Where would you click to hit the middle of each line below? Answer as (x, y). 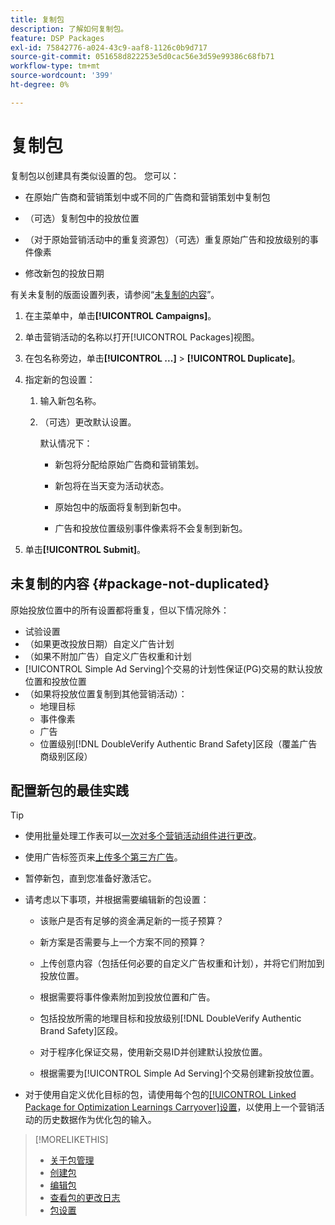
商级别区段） (66, 756)
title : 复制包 (37, 19)
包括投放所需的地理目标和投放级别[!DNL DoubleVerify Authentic (170, 1018)
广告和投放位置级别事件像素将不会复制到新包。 (151, 528)
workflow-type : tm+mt (55, 66)
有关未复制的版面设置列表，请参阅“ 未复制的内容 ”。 (115, 294)
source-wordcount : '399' (62, 76)
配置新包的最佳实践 (69, 790)
